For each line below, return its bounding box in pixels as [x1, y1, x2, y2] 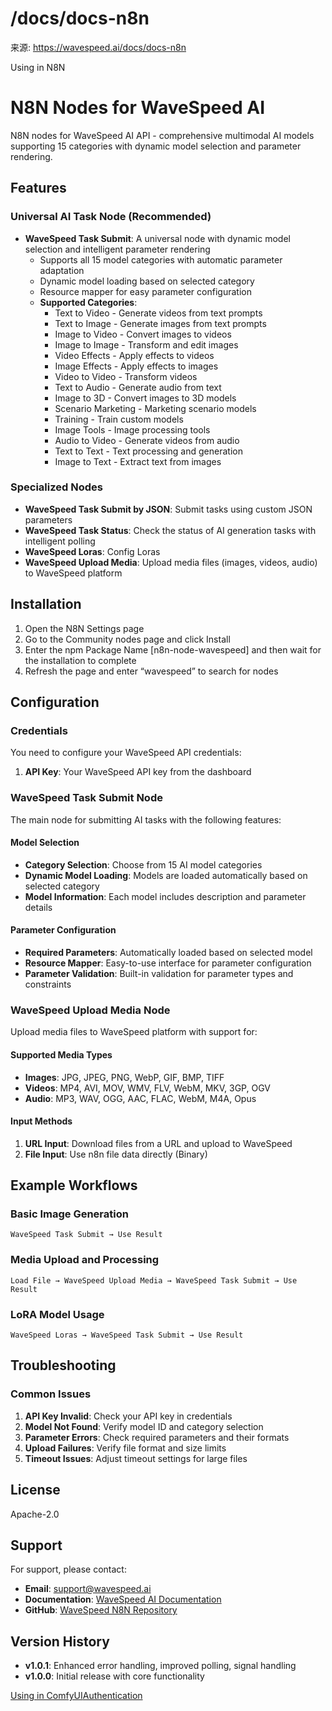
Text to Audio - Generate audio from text [54, 381, 222, 393]
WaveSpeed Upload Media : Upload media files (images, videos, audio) [24, 556, 318, 568]
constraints [24, 978, 72, 991]
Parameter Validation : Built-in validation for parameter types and [24, 968, 294, 980]
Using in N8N [10, 61, 66, 73]
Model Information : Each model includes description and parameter [24, 890, 307, 902]
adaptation [39, 264, 85, 276]
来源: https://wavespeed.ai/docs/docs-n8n [10, 41, 187, 53]
